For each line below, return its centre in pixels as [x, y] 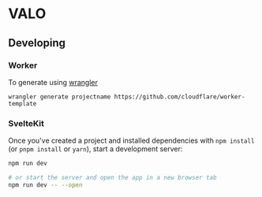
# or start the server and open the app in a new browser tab [112, 178]
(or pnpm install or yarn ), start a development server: [95, 149]
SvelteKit [26, 123]
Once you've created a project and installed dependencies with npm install [131, 141]
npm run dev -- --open [45, 185]
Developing [37, 43]
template [22, 103]
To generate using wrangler [53, 82]
